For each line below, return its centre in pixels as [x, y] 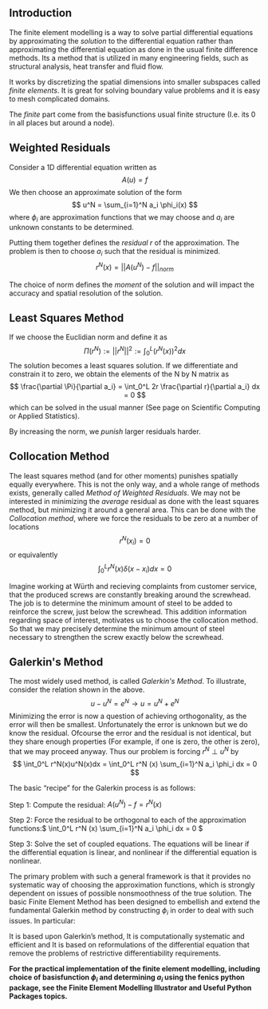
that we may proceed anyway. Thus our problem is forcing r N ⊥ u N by [124, 751]
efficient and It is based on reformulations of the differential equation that [129, 945]
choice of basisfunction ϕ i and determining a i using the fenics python [127, 978]
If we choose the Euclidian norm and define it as [89, 337]
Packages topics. [38, 996]
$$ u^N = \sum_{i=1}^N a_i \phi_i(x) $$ [135, 205]
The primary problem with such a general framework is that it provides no [130, 876]
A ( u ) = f [135, 180]
